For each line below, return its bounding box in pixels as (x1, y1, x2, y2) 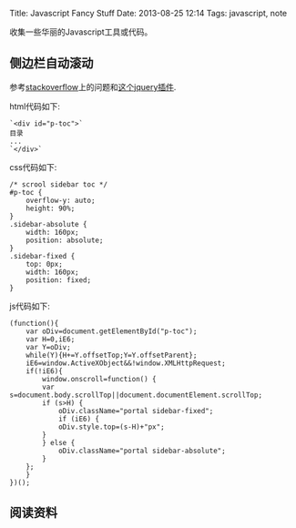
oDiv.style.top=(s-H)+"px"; (57, 422, 166, 432)
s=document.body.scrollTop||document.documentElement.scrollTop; (9, 391, 262, 400)
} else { (42, 438, 76, 447)
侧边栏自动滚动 (9, 56, 94, 71)
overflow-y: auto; (26, 196, 96, 205)
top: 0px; (26, 259, 64, 269)
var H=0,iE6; (26, 334, 76, 344)
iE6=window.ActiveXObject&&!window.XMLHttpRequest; (26, 359, 226, 368)
